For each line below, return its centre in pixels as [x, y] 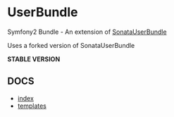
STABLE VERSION [34, 59]
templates [32, 106]
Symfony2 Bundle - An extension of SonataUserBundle [87, 32]
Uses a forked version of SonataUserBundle [71, 45]
